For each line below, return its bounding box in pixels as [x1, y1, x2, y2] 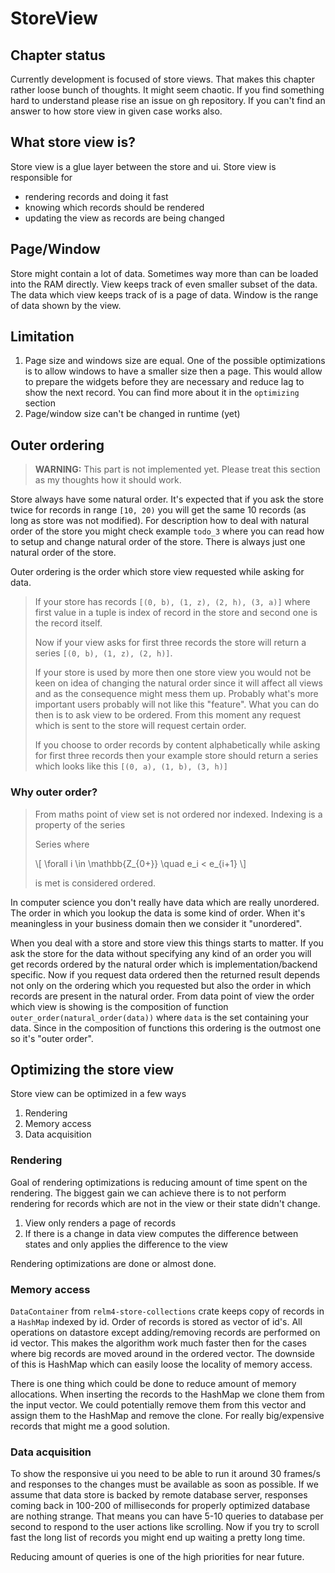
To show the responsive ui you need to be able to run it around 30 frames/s [10, 1468, 321, 1480]
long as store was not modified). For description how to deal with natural [10, 515, 310, 527]
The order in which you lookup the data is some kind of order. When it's [10, 907, 306, 919]
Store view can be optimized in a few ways [10, 1088, 187, 1100]
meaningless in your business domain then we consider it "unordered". [10, 917, 303, 929]
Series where [34, 838, 90, 850]
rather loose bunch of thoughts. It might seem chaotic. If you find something [10, 84, 325, 96]
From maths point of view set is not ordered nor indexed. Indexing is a [34, 808, 323, 820]
